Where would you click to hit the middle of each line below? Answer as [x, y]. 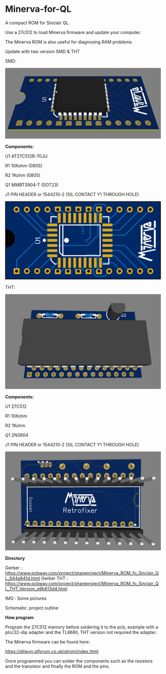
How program [20, 618]
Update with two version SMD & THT [42, 51]
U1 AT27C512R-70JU [26, 156]
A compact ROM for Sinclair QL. [38, 23]
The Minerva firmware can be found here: [48, 642]
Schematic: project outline [32, 608]
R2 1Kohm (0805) [23, 175]
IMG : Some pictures [26, 598]
